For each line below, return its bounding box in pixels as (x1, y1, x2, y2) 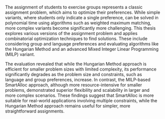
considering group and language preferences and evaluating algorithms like (5, 41, 159, 46)
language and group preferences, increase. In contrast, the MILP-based (5, 77, 151, 82)
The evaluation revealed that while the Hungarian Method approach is (5, 61, 147, 67)
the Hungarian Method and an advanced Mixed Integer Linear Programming (5, 46, 159, 52)
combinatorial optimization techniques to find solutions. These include (5, 36, 148, 41)
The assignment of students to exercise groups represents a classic (5, 4, 143, 10)
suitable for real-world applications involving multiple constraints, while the (5, 98, 158, 103)
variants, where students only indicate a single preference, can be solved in (5, 15, 159, 20)
